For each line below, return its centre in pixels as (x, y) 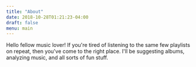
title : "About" (25, 12)
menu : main (20, 28)
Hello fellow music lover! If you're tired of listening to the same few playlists (98, 45)
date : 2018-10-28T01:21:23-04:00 (47, 17)
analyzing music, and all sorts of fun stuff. (57, 58)
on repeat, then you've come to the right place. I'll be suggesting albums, (95, 52)
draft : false (22, 23)
